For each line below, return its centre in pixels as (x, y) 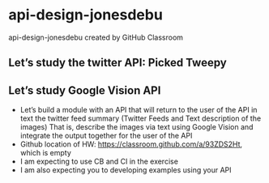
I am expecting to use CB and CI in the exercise (99, 162)
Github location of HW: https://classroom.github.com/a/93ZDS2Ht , (131, 144)
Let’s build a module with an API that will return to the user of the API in (139, 110)
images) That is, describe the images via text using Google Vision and (137, 127)
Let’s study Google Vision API (85, 90)
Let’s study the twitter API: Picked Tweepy (117, 63)
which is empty (45, 153)
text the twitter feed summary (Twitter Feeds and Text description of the (141, 118)
